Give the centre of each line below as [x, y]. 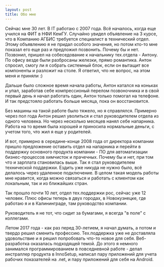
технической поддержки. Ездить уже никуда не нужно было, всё [74, 167]
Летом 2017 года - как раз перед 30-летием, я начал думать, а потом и [81, 227]
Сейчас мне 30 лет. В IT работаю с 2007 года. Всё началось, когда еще [81, 28]
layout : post [18, 10]
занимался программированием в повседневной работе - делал [74, 249]
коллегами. [17, 218]
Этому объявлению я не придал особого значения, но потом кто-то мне [82, 44]
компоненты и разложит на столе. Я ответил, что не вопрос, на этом [78, 70]
